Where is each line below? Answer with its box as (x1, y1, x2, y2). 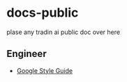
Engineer (6, 48, 47, 60)
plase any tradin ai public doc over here (6, 28, 120, 36)
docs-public (6, 5, 79, 21)
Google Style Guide (16, 66, 73, 74)
